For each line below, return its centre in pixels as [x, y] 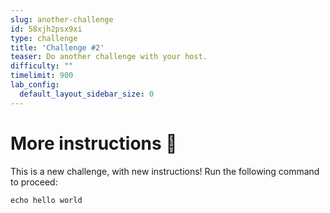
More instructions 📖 [94, 143]
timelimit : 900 [42, 76]
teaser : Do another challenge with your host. [109, 57]
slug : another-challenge [62, 19]
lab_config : [35, 85]
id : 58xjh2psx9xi [46, 29]
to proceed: [34, 182]
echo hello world [46, 200]
